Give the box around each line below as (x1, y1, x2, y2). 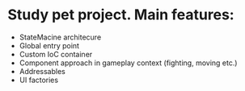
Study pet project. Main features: (7, 6, 235, 24)
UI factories (19, 75, 58, 85)
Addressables (19, 66, 65, 76)
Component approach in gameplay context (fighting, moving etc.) (19, 58, 238, 68)
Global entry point (19, 40, 80, 50)
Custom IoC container (19, 49, 93, 59)
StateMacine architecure (19, 32, 102, 42)
